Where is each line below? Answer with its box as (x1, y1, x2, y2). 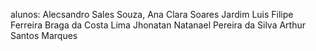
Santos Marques (10, 30, 78, 41)
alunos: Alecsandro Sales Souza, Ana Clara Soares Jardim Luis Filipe (10, 9, 294, 20)
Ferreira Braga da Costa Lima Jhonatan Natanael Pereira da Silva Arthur (10, 19, 307, 31)
